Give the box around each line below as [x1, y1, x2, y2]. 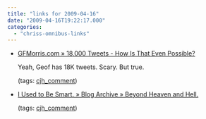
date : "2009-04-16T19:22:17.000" [7, 17, 106, 24]
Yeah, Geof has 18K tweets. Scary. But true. [17, 63, 145, 71]
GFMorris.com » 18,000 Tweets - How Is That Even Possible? [17, 49, 195, 58]
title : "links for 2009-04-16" [7, 10, 99, 18]
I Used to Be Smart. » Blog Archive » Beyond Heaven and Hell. [17, 90, 199, 99]
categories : [7, 23, 42, 30]
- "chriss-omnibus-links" [13, 30, 90, 37]
